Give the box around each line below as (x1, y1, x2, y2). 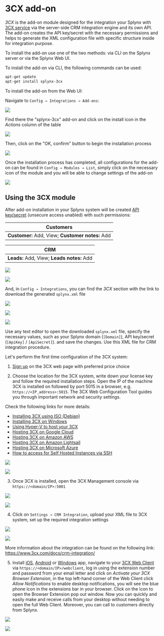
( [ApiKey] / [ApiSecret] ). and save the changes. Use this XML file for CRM (5, 339, 156, 345)
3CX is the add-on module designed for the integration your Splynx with (5, 19, 151, 25)
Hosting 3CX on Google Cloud (12, 429, 74, 435)
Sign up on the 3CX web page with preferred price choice (12, 363, 130, 369)
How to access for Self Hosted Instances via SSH (12, 450, 112, 455)
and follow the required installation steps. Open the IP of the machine (12, 378, 153, 384)
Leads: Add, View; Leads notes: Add (7, 254, 93, 261)
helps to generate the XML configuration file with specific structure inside (5, 35, 155, 41)
